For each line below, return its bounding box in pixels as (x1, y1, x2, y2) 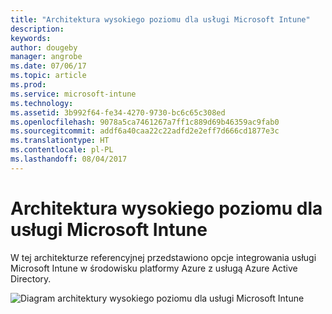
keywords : (10, 33, 52, 43)
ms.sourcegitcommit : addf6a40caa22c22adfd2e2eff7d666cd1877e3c (10, 126, 280, 136)
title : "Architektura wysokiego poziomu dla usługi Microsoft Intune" (10, 14, 311, 25)
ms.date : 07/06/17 (10, 61, 87, 71)
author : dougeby (10, 42, 78, 53)
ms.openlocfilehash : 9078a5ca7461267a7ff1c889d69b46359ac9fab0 (10, 117, 280, 127)
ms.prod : (10, 80, 47, 90)
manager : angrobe (10, 52, 83, 62)
